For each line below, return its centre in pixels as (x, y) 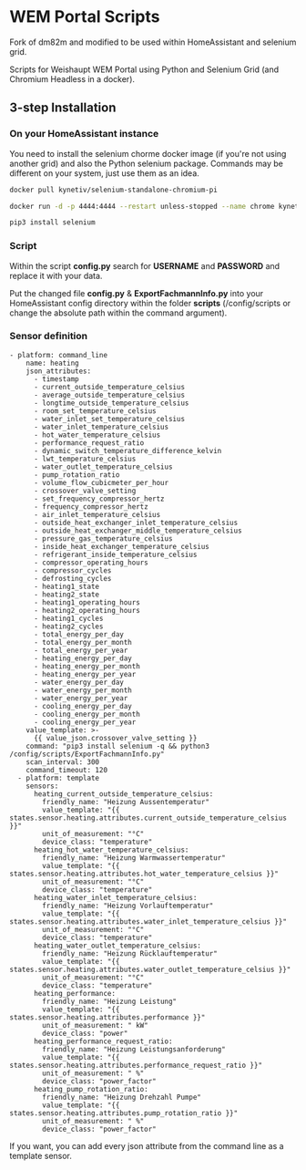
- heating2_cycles (68, 626)
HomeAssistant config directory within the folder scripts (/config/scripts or (150, 303)
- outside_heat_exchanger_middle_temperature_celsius (138, 531)
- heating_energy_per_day (82, 658)
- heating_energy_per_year (85, 674)
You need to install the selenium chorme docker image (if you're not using (148, 153)
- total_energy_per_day (79, 634)
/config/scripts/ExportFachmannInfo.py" (87, 754)
